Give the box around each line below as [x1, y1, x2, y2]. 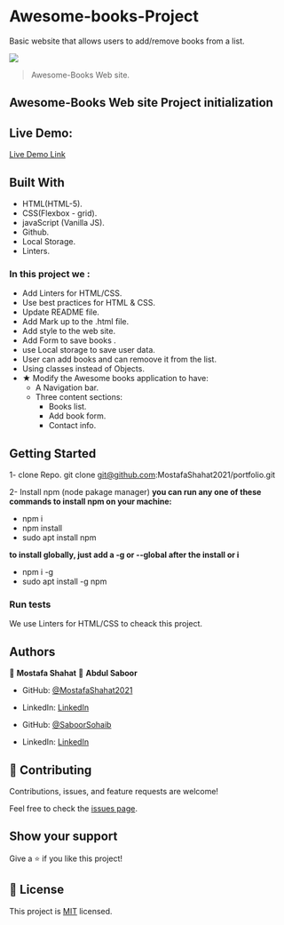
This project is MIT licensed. [9, 905, 113, 916]
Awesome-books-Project [9, 6, 200, 27]
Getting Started [9, 446, 97, 461]
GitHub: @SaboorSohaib [21, 720, 112, 730]
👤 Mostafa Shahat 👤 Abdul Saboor [9, 668, 138, 679]
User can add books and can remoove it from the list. [21, 354, 217, 365]
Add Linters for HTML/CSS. [21, 288, 122, 299]
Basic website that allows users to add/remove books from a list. [9, 36, 246, 46]
